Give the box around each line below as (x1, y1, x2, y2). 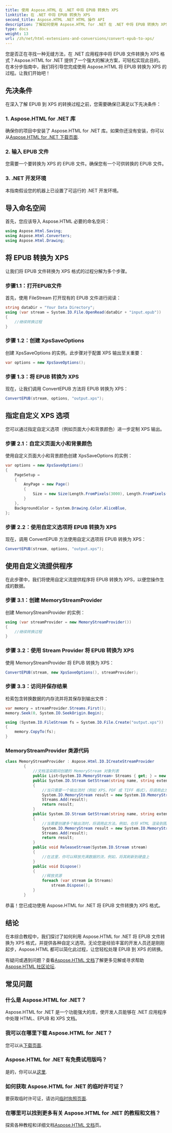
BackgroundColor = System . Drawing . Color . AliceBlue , (14, 506, 127, 511)
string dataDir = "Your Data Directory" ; (5, 305, 95, 310)
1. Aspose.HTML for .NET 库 (5, 115, 76, 122)
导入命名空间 (5, 203, 46, 213)
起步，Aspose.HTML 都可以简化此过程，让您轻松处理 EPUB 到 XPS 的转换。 (5, 946, 165, 952)
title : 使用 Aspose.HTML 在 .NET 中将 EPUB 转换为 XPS (5, 7, 119, 13)
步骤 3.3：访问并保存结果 (5, 683, 68, 690)
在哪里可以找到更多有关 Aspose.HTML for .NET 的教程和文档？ (5, 1109, 161, 1117)
